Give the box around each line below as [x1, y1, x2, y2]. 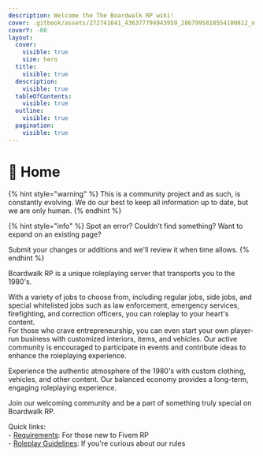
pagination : [15, 121, 55, 129]
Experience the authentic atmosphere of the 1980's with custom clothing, [8, 366, 246, 376]
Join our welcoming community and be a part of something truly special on [8, 398, 252, 407]
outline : [15, 107, 44, 115]
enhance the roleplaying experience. [8, 350, 128, 360]
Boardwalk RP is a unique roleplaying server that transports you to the [8, 268, 235, 278]
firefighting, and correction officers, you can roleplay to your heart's [8, 308, 229, 318]
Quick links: [8, 421, 46, 431]
